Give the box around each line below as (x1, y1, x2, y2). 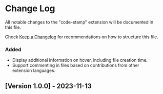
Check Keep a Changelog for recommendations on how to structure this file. (5, 34, 159, 40)
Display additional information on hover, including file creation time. (12, 57, 148, 63)
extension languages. (12, 68, 56, 73)
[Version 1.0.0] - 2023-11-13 (5, 82, 92, 90)
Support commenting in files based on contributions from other (12, 62, 140, 69)
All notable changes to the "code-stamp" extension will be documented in (5, 19, 154, 25)
